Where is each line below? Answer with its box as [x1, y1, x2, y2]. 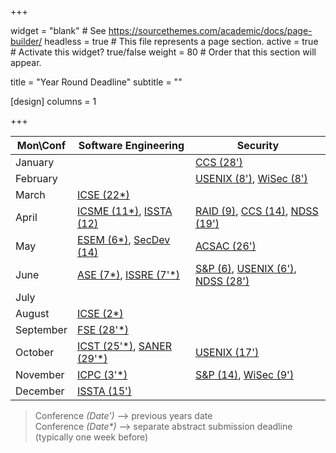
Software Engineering [78, 139, 185, 152]
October [15, 346, 55, 359]
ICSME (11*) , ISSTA [76, 204, 173, 218]
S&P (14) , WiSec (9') [194, 368, 295, 381]
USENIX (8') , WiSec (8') [194, 172, 308, 185]
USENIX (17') [194, 346, 260, 359]
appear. [10, 57, 42, 68]
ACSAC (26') [194, 239, 257, 253]
